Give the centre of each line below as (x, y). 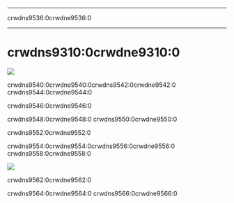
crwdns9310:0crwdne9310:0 (94, 52)
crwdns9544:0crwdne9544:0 (50, 92)
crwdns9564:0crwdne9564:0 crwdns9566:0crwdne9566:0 (92, 193)
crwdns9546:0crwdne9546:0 (49, 106)
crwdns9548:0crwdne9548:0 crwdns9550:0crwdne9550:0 (92, 119)
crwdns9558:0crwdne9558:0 (49, 153)
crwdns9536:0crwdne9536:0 (49, 18)
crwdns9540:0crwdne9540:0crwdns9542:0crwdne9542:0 (92, 85)
